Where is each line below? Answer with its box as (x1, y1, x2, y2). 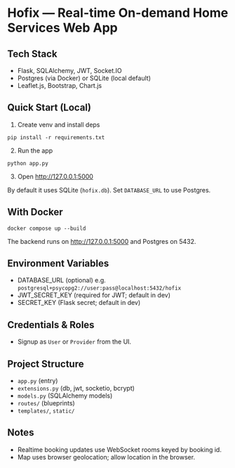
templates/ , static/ (17, 406, 75, 415)
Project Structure (7, 358, 84, 370)
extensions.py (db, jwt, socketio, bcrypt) (17, 384, 135, 393)
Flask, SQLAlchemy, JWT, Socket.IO (17, 67, 123, 74)
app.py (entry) (17, 377, 58, 385)
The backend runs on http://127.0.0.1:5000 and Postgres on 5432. (7, 237, 196, 245)
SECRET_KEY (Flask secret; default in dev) (17, 299, 141, 307)
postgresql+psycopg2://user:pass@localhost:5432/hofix (17, 285, 182, 292)
